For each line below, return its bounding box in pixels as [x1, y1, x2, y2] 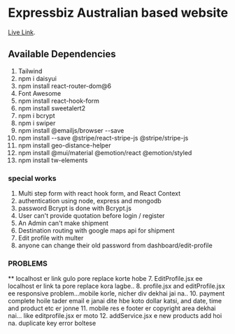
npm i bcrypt [17, 111, 55, 119]
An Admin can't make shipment [17, 219, 109, 228]
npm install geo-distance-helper [17, 141, 111, 150]
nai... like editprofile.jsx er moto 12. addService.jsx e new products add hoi [8, 312, 222, 320]
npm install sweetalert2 [17, 103, 86, 112]
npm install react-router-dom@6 [17, 82, 111, 90]
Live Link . [8, 28, 36, 36]
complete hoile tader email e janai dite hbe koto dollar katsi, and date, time [8, 297, 222, 305]
